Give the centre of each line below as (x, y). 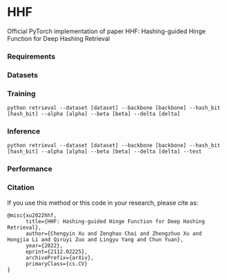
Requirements (31, 56)
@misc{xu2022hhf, (32, 215)
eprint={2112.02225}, (57, 252)
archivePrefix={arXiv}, (60, 258)
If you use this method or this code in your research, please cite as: (103, 203)
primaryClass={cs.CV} (57, 263)
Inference (24, 131)
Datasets (22, 75)
